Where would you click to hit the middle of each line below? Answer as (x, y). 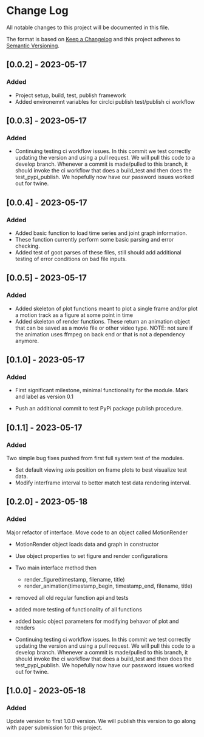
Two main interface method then (56, 568)
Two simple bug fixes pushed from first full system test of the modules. (95, 458)
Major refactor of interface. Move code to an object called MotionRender (97, 532)
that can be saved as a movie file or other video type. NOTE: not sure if (104, 328)
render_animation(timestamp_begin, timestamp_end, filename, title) (108, 586)
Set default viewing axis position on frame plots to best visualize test (101, 470)
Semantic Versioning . (33, 46)
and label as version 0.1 (44, 397)
